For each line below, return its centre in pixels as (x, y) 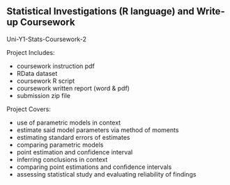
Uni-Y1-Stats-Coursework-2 (46, 39)
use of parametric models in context (69, 122)
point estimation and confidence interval (75, 152)
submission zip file (44, 95)
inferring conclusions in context (62, 159)
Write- (210, 11)
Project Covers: (29, 109)
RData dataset (37, 73)
